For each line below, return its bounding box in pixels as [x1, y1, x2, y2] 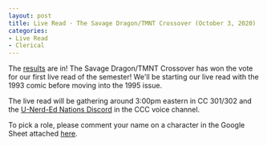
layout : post [8, 11, 52, 20]
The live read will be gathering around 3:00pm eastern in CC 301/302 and [8, 96, 253, 106]
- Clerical [8, 42, 45, 50]
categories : [8, 26, 48, 34]
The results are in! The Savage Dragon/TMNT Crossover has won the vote [8, 63, 253, 73]
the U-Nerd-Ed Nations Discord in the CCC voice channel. [8, 105, 200, 115]
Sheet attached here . [8, 129, 78, 139]
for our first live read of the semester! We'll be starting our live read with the [8, 72, 259, 82]
